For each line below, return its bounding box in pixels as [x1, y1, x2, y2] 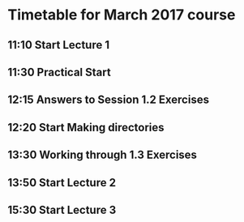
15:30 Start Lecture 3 [7, 203, 117, 216]
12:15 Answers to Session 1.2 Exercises [7, 93, 210, 107]
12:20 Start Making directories [7, 120, 165, 134]
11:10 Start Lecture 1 [7, 38, 110, 52]
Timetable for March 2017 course [7, 6, 236, 24]
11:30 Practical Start [7, 65, 111, 79]
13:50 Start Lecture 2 [7, 176, 117, 190]
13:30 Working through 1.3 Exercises [7, 148, 198, 162]
